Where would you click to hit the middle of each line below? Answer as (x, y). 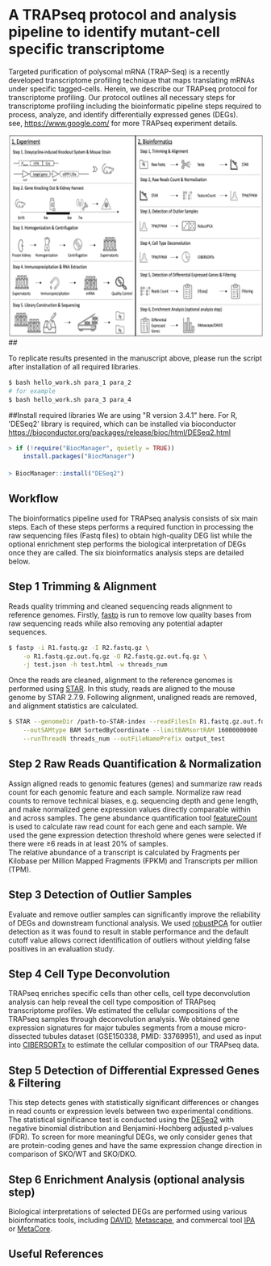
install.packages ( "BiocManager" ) (79, 457)
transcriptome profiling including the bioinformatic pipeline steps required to (135, 106)
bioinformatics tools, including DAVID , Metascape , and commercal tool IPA (132, 1220)
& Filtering (35, 1083)
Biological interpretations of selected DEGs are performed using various (128, 1211)
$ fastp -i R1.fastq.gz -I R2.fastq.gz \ (79, 648)
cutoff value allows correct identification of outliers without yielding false (129, 940)
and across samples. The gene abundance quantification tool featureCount (133, 817)
